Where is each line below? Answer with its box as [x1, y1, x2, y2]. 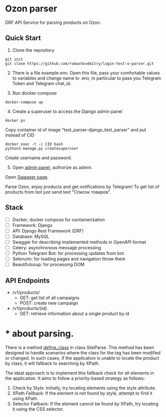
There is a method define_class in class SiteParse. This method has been [5, 344, 155, 350]
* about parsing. [5, 328, 74, 339]
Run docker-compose [12, 90, 57, 96]
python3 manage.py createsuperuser [5, 146, 79, 151]
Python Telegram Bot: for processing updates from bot [12, 250, 124, 256]
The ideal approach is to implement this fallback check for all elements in [5, 370, 155, 376]
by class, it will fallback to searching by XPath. [5, 360, 100, 366]
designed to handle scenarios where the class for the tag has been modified [5, 349, 161, 356]
